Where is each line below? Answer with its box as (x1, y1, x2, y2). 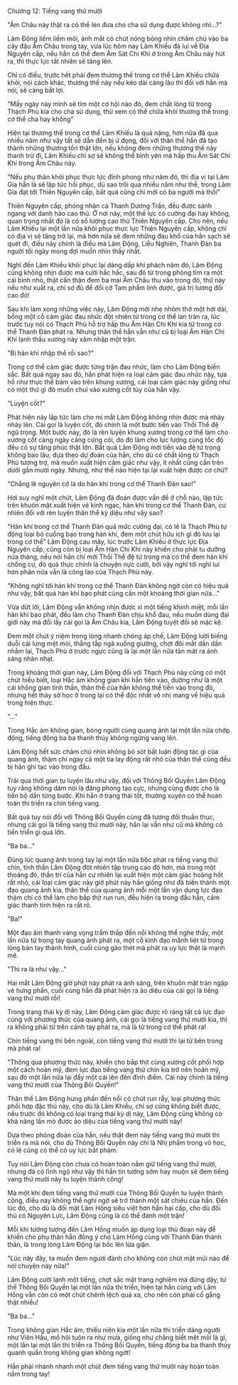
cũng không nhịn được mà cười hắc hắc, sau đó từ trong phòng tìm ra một (7, 268, 223, 277)
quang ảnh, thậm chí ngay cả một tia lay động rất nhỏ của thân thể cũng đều (7, 755, 231, 763)
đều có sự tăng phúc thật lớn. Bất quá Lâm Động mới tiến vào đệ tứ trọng (7, 443, 221, 451)
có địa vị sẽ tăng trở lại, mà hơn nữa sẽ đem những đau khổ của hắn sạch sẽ (7, 232, 231, 240)
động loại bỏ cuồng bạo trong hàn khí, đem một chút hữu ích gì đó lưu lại (7, 530, 220, 538)
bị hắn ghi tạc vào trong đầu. (7, 762, 92, 771)
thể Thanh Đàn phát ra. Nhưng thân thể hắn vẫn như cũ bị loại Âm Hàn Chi (7, 327, 225, 336)
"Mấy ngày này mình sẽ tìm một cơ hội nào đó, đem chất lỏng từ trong (7, 100, 212, 108)
